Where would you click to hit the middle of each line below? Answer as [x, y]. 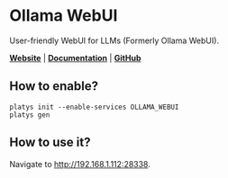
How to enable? [54, 86]
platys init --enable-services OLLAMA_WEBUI [94, 107]
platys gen [30, 115]
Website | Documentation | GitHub [75, 58]
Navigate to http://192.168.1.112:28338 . [80, 164]
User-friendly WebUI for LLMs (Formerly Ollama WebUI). [114, 40]
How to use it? [50, 142]
